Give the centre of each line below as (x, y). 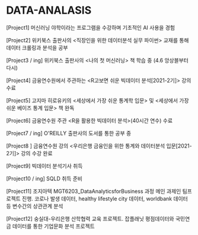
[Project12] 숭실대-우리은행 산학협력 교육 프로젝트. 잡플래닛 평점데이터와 (90, 218)
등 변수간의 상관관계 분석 (35, 206)
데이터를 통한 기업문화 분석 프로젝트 (53, 226)
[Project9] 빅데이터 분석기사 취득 (44, 166)
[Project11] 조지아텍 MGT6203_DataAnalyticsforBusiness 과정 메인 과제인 (94, 191)
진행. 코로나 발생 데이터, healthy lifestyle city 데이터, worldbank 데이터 (105, 198)
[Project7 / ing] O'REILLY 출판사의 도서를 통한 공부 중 (69, 133)
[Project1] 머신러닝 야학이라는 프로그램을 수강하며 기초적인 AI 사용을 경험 (91, 27)
